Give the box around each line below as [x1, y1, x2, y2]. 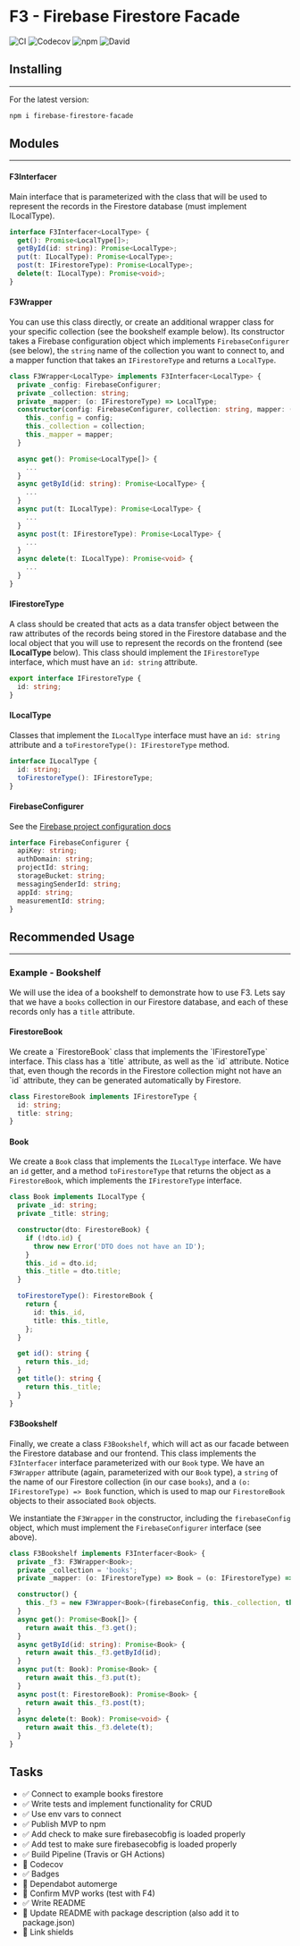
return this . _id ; [25, 1357, 90, 1366]
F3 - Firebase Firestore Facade [9, 6, 241, 27]
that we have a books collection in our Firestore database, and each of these [9, 996, 288, 1007]
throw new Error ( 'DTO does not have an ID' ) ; [32, 1242, 205, 1251]
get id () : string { [17, 1349, 90, 1358]
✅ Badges [21, 1868, 60, 1879]
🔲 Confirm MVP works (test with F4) [21, 1888, 156, 1899]
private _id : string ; [17, 1201, 98, 1210]
